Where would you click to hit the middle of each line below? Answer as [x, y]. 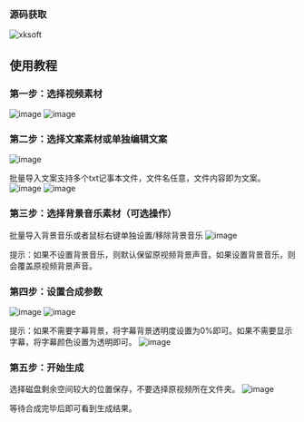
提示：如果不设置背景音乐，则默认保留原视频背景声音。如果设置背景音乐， [148, 254]
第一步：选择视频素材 [56, 93]
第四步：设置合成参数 [56, 291]
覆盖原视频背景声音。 [57, 266]
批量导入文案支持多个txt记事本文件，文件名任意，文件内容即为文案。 [137, 178]
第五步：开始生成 [47, 368]
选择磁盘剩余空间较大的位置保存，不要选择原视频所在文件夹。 [125, 389]
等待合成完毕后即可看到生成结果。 [73, 408]
